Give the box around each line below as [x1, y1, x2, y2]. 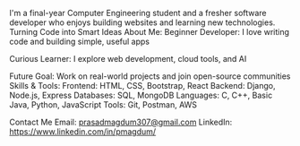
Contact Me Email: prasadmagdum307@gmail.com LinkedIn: [9, 116, 233, 127]
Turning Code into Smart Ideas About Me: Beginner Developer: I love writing [9, 27, 289, 37]
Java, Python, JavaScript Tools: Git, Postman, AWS [9, 99, 198, 110]
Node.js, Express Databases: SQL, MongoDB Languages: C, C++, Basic [9, 90, 273, 100]
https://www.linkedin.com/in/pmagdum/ [9, 126, 157, 137]
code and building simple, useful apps [9, 36, 150, 47]
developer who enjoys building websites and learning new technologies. [9, 17, 276, 28]
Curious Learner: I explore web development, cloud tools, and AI [9, 54, 247, 64]
